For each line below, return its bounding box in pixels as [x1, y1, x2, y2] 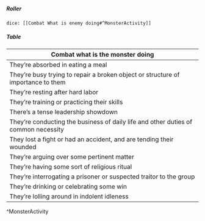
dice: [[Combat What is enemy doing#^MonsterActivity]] [6, 20, 151, 26]
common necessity [9, 125, 64, 133]
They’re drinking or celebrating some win [9, 182, 127, 191]
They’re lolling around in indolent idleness [9, 192, 129, 200]
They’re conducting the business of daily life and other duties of [9, 118, 193, 126]
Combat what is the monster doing [51, 50, 154, 58]
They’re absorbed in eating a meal [9, 60, 107, 69]
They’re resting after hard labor [9, 88, 99, 96]
